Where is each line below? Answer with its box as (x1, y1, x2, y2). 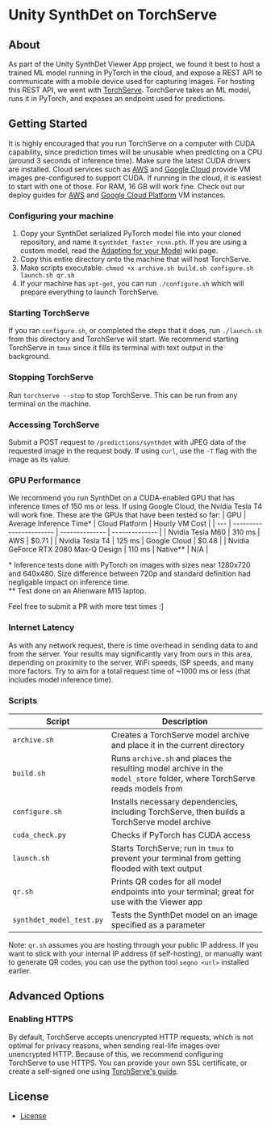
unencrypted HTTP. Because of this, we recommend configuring (8, 1049, 223, 1058)
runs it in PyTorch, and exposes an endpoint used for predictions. (8, 94, 226, 103)
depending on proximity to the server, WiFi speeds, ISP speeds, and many (8, 657, 254, 667)
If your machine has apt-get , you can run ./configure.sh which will (19, 279, 244, 289)
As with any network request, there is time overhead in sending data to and (8, 640, 258, 650)
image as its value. (8, 454, 71, 464)
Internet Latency (8, 622, 75, 633)
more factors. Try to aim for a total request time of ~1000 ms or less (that (8, 665, 251, 676)
